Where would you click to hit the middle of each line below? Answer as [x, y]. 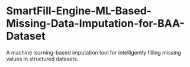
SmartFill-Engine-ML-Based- [79, 11]
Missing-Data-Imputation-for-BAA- [95, 23]
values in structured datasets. [42, 59]
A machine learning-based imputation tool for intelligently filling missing [94, 52]
